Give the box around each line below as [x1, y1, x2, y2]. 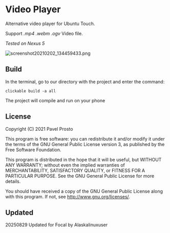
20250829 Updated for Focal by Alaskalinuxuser [5, 222, 108, 228]
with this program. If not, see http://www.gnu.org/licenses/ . [5, 193, 131, 200]
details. [5, 178, 21, 184]
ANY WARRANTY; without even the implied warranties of [5, 162, 125, 168]
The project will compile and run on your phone [5, 97, 105, 103]
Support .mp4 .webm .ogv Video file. [5, 30, 83, 36]
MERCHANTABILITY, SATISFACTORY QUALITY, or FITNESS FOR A [5, 167, 145, 173]
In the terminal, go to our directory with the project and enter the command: [5, 78, 165, 85]
